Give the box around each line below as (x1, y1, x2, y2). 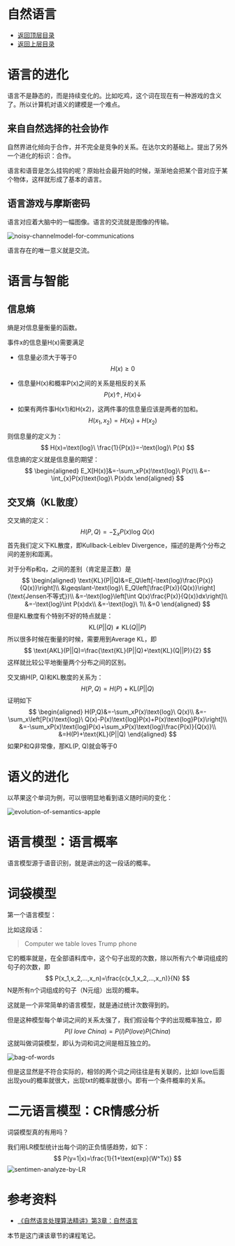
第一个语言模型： (7, 910, 57, 919)
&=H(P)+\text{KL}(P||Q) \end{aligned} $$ (58, 730, 177, 738)
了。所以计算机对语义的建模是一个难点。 (7, 100, 124, 109)
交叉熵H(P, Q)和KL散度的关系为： (7, 672, 104, 681)
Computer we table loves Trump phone (24, 939, 138, 947)
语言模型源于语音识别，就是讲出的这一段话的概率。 (7, 858, 155, 867)
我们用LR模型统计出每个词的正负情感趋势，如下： (7, 1142, 150, 1151)
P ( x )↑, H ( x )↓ (104, 390, 142, 398)
